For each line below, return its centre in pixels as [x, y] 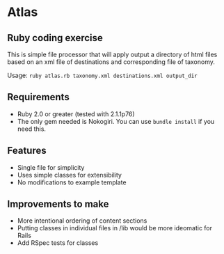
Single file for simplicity [51, 167]
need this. [32, 129]
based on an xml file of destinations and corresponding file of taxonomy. [111, 62]
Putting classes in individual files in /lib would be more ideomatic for [115, 228]
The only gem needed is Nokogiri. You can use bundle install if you [116, 121]
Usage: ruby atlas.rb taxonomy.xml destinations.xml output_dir [102, 75]
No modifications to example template [72, 182]
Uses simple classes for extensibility [69, 175]
